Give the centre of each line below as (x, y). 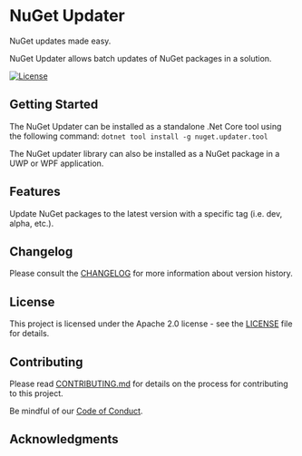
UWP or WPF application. (57, 163)
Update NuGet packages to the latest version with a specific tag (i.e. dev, (146, 213)
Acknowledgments (64, 439)
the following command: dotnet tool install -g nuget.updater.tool (139, 136)
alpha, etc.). (32, 223)
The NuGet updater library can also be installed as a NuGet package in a (145, 153)
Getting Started (54, 105)
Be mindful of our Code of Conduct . (76, 411)
